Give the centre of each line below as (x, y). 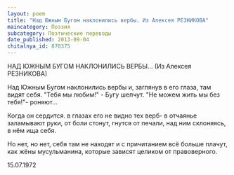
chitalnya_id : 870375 (39, 46)
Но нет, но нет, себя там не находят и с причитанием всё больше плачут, (117, 144)
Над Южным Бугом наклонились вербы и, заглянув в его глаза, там (109, 87)
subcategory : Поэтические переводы (59, 33)
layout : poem (26, 14)
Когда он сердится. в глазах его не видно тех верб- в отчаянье (102, 115)
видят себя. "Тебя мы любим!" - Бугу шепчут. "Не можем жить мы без (113, 94)
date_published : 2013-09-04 (48, 40)
